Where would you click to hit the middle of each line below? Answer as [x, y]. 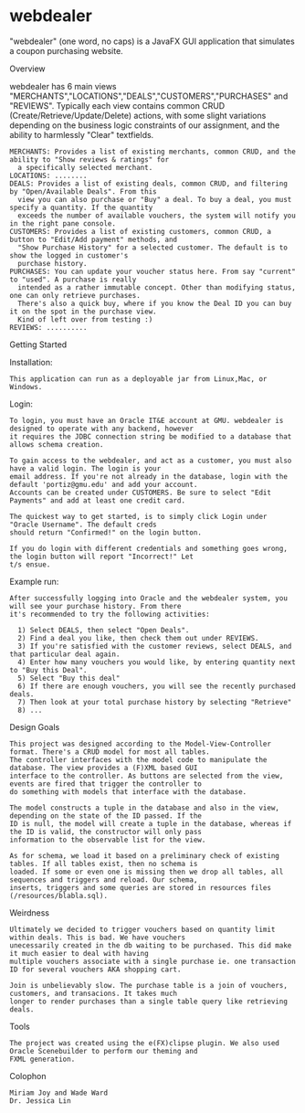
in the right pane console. [63, 223]
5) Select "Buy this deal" [69, 678]
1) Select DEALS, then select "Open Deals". [104, 630]
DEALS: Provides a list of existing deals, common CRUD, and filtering [148, 184]
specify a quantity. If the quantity [81, 207]
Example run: [34, 581]
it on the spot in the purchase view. [83, 312]
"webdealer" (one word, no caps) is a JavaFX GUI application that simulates [152, 41]
